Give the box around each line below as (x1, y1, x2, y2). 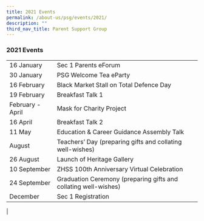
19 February (9, 90, 45, 99)
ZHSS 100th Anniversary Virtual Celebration (56, 165, 183, 173)
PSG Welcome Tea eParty (56, 70, 131, 79)
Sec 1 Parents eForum (56, 61, 120, 69)
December (9, 192, 39, 200)
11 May (9, 127, 32, 136)
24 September (9, 178, 51, 187)
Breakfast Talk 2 (56, 118, 103, 126)
